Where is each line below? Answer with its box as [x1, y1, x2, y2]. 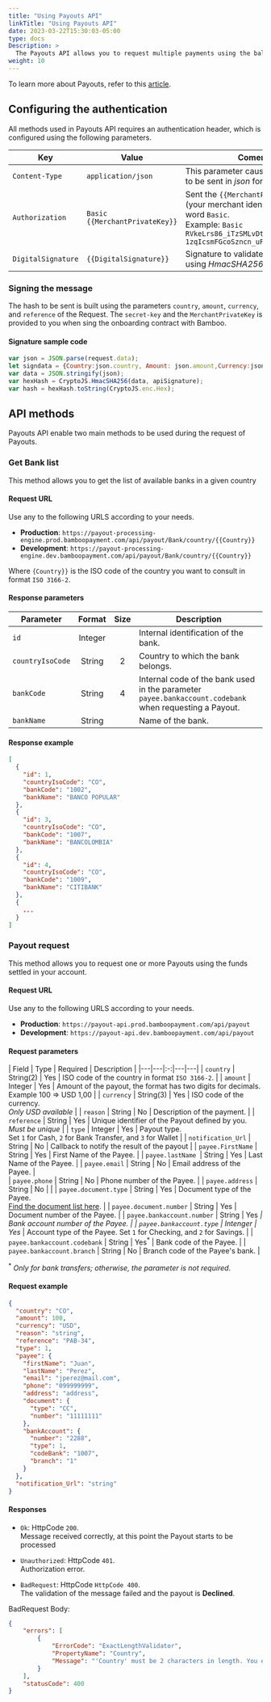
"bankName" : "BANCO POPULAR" [23, 793, 121, 801]
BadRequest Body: [8, 1603, 70, 1613]
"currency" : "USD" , [15, 1322, 81, 1330]
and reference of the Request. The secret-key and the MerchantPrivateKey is [8, 309, 263, 319]
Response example [8, 737, 74, 748]
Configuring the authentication [8, 103, 168, 116]
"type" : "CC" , [29, 1404, 78, 1413]
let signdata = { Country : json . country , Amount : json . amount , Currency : [8, 362, 251, 370]
